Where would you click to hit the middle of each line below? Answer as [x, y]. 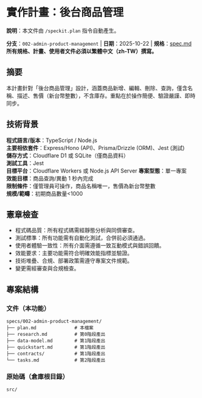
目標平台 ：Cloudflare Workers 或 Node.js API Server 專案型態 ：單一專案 [96, 171]
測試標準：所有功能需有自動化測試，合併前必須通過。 [82, 238]
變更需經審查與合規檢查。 [47, 268]
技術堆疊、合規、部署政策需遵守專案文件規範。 [74, 261]
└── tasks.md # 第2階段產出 [56, 360]
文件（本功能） [28, 308]
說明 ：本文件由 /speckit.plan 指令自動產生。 [63, 30]
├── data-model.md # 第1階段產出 [56, 341]
